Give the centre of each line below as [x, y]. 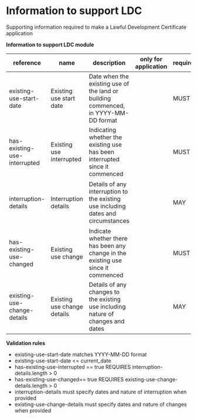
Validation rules [26, 343]
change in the [108, 253]
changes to [104, 292]
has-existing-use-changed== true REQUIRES [69, 379]
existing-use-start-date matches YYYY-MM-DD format [81, 354]
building [100, 98]
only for [151, 59]
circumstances [109, 221]
